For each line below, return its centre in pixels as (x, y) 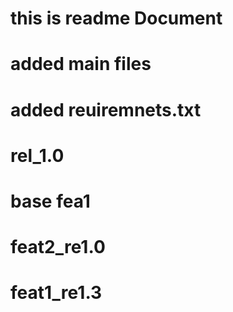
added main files (81, 64)
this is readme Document (116, 18)
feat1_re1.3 (56, 293)
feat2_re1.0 (58, 247)
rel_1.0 (37, 155)
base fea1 (50, 201)
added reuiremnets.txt (106, 109)
